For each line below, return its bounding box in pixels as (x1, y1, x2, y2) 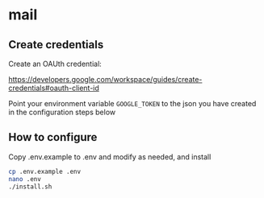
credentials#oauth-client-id (8, 83, 99, 93)
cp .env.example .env (8, 167, 82, 175)
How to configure (8, 130, 98, 144)
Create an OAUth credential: (8, 59, 103, 68)
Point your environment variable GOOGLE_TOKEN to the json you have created (8, 99, 257, 108)
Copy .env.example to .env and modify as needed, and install (8, 151, 212, 162)
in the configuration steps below (8, 107, 115, 117)
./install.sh (8, 183, 52, 191)
